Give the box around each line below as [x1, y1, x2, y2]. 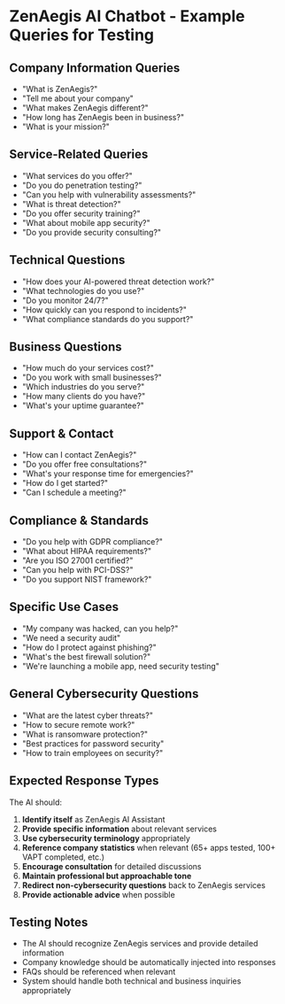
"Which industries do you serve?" [21, 382, 145, 392]
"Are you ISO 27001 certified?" [21, 555, 134, 566]
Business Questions [9, 339, 122, 355]
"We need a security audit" [21, 632, 121, 643]
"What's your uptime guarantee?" [21, 400, 144, 411]
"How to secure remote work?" [21, 719, 135, 730]
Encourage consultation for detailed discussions [21, 861, 202, 871]
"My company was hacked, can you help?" [21, 622, 179, 634]
